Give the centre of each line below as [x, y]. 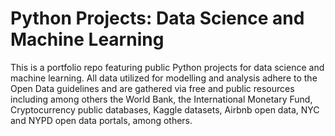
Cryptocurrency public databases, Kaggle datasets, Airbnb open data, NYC [165, 109]
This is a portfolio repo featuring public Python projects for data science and [167, 67]
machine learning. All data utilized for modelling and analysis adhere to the [164, 78]
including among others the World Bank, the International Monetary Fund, [161, 99]
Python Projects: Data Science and [157, 18]
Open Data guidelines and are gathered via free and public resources [152, 88]
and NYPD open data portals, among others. [101, 120]
